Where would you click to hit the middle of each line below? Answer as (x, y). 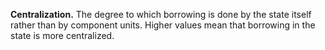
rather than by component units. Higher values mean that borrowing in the (163, 25)
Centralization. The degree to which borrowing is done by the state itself (161, 14)
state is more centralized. (62, 35)
